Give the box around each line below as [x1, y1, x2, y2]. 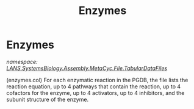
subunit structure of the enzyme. [6, 96, 89, 103]
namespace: [6, 58, 38, 65]
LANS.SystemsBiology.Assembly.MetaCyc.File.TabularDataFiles [6, 65, 168, 72]
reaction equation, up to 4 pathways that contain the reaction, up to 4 [6, 83, 181, 90]
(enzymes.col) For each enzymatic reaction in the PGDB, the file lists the [6, 76, 189, 83]
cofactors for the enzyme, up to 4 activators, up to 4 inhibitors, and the [6, 89, 185, 96]
